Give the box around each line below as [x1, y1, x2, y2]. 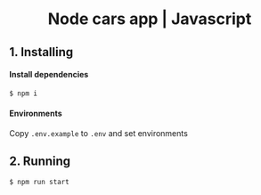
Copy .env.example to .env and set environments [9, 127, 189, 138]
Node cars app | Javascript [47, 9, 252, 29]
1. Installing [9, 45, 74, 60]
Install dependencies [9, 69, 89, 80]
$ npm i [9, 89, 38, 98]
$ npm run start [9, 177, 69, 186]
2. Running [9, 154, 71, 169]
